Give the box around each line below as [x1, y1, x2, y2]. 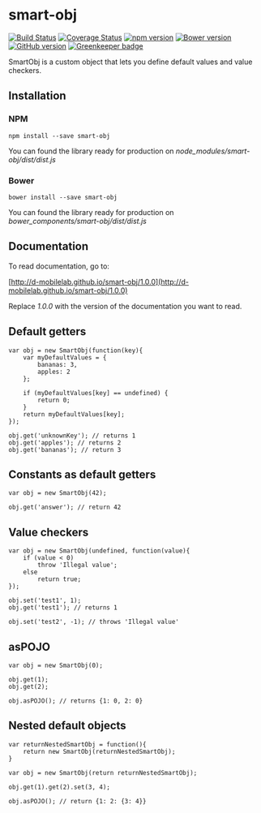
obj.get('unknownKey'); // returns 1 [8, 432, 136, 440]
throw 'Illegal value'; [37, 561, 118, 570]
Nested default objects [8, 719, 127, 733]
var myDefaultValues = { [23, 353, 107, 362]
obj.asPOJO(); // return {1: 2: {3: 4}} [8, 797, 148, 805]
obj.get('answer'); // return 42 [8, 503, 122, 512]
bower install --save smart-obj [8, 193, 118, 201]
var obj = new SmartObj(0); [8, 661, 104, 669]
